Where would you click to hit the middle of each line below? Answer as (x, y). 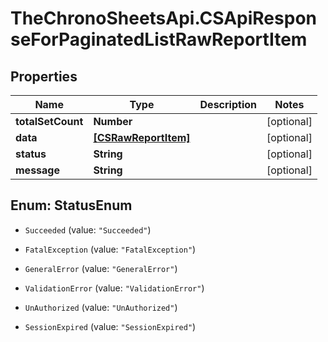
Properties (44, 76)
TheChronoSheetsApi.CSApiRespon (163, 18)
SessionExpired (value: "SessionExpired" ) (110, 326)
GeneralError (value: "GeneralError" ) (101, 268)
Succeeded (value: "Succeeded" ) (88, 229)
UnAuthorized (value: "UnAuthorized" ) (101, 307)
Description (228, 104)
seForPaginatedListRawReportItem (159, 39)
